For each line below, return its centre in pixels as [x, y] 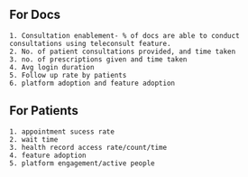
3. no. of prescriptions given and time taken [98, 59]
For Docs [35, 15]
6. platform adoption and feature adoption [92, 83]
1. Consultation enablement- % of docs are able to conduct [125, 35]
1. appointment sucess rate [62, 131]
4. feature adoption [48, 155]
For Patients [44, 111]
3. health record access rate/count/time [88, 147]
